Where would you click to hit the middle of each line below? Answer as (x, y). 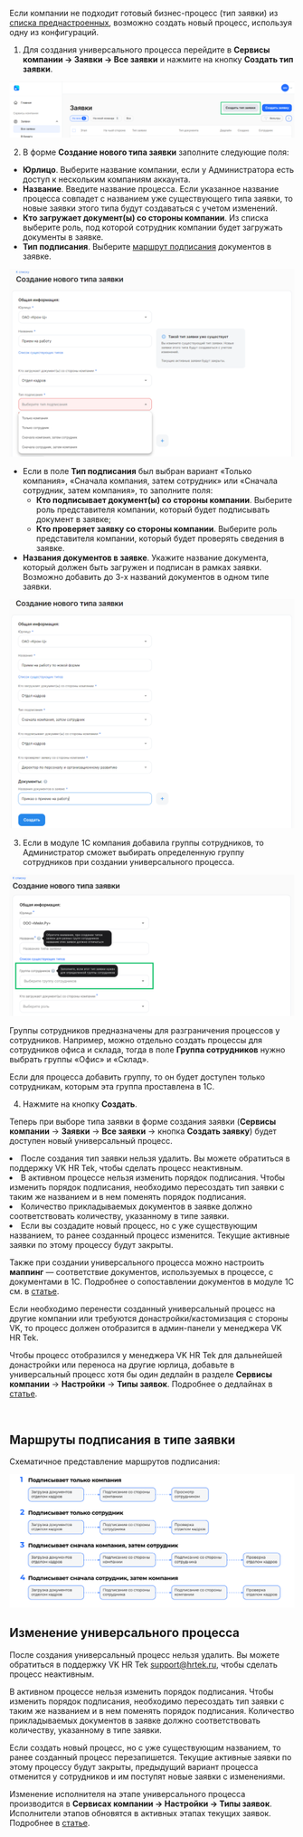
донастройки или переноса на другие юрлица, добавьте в (122, 1365)
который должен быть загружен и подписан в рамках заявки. (142, 567)
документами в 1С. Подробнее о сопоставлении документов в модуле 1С (151, 1282)
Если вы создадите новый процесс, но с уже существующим (139, 1226)
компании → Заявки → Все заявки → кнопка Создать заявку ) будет (143, 1131)
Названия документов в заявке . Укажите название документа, (146, 558)
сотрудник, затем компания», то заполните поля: (118, 490)
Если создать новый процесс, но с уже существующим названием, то (146, 1747)
